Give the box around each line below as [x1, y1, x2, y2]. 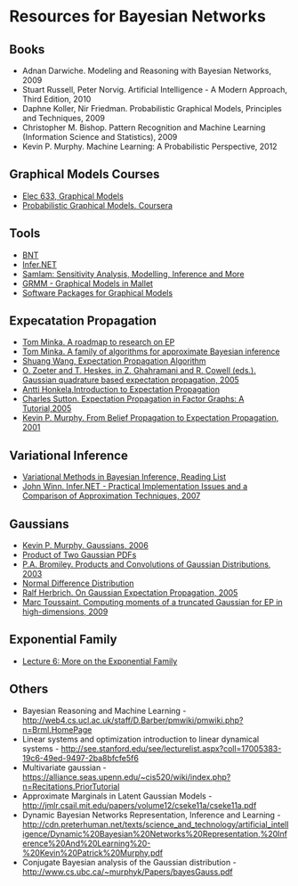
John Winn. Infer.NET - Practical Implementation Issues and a [21, 481, 248, 492]
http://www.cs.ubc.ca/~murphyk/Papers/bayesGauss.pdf [21, 866, 233, 877]
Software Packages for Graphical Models [21, 287, 173, 298]
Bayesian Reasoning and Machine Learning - [21, 705, 187, 716]
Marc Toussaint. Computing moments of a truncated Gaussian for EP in [21, 597, 283, 608]
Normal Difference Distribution [21, 578, 135, 589]
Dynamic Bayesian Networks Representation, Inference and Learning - [21, 809, 281, 820]
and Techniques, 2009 [21, 113, 105, 123]
